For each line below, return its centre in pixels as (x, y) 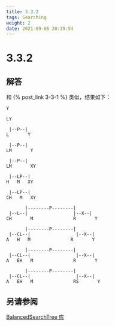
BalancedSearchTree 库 (35, 317)
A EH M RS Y (53, 282)
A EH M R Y (52, 261)
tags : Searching (26, 17)
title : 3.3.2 (22, 12)
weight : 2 (19, 23)
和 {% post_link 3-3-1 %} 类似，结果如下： (59, 97)
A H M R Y (51, 240)
